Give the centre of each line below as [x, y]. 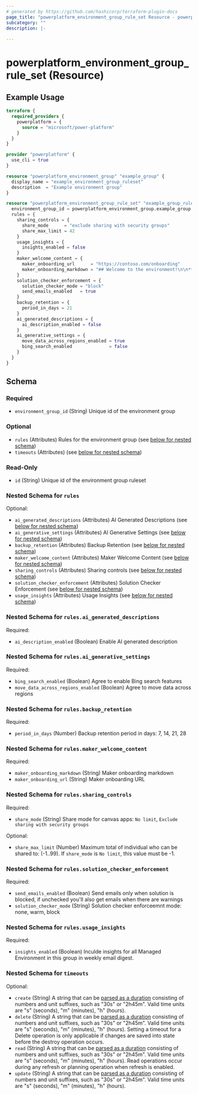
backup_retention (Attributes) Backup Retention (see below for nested [100, 545]
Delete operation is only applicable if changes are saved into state [95, 1035]
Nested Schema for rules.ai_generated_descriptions [83, 617]
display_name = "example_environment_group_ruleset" [77, 182]
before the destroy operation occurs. [59, 1042]
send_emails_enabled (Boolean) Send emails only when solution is [94, 893]
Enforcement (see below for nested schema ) [69, 589]
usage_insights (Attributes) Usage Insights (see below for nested [93, 595]
